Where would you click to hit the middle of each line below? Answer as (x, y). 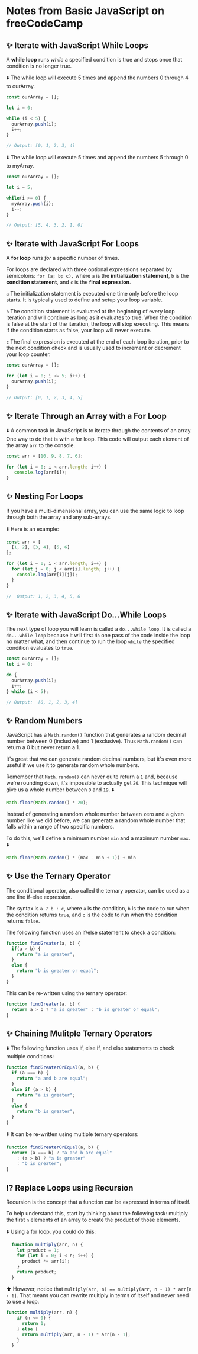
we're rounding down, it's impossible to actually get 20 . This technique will (97, 783)
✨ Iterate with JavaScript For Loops (72, 244)
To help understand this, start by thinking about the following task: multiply (97, 1213)
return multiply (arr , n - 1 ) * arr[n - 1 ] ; (76, 1334)
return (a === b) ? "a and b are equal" (62, 1153)
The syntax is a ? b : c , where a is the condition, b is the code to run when (98, 908)
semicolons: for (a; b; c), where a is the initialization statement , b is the (98, 276)
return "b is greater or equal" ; (58, 971)
